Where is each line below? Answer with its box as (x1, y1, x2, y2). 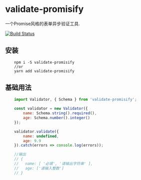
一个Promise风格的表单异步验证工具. (5, 20, 80, 26)
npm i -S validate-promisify (14, 60, 75, 65)
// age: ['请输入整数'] (14, 166, 64, 171)
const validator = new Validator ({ (14, 106, 88, 111)
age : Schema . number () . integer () (23, 116, 91, 121)
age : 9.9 (23, 138, 41, 143)
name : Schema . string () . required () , (23, 111, 97, 116)
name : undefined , (23, 134, 59, 139)
